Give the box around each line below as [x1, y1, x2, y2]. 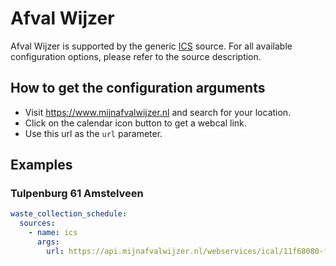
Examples [10, 157, 73, 174]
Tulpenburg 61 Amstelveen [10, 187, 144, 201]
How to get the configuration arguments [10, 80, 266, 97]
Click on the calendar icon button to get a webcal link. [24, 117, 247, 129]
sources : [19, 218, 56, 229]
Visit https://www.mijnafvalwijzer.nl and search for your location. [24, 106, 292, 118]
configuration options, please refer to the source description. [10, 50, 262, 62]
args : [36, 237, 60, 247]
